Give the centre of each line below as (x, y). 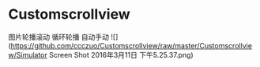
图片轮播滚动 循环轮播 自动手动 (58, 37)
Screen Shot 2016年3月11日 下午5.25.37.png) (121, 55)
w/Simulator (28, 55)
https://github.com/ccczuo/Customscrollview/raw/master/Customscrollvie (132, 45)
